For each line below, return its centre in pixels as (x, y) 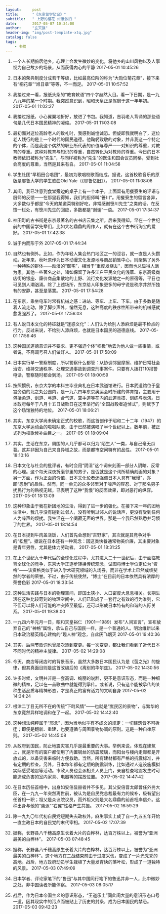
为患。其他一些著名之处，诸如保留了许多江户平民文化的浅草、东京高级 (84, 272)
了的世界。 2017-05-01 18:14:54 (45, 524)
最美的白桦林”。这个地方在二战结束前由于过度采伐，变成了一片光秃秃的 (85, 856)
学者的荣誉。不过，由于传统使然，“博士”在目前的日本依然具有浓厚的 (91, 576)
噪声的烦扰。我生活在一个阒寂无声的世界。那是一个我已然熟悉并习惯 (91, 518)
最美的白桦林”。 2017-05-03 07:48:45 (51, 839)
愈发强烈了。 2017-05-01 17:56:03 (47, 313)
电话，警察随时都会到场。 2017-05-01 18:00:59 (61, 375)
